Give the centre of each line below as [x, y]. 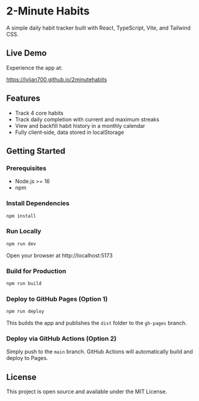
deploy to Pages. [27, 358]
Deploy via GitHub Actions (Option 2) [61, 338]
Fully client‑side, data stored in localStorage [70, 132]
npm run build [24, 283]
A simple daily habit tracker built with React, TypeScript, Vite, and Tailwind [99, 28]
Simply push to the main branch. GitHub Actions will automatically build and [99, 352]
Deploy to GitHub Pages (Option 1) [57, 298]
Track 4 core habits [39, 113]
